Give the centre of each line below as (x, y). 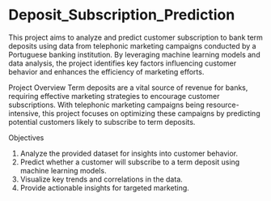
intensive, (25, 113)
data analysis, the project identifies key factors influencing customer (123, 63)
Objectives (26, 137)
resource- (223, 105)
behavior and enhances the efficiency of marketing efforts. (106, 71)
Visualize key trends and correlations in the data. (102, 179)
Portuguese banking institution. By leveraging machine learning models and (134, 54)
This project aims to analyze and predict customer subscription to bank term (135, 37)
